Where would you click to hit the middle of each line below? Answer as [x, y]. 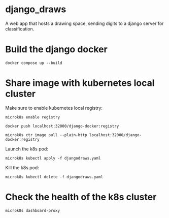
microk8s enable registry [32, 117]
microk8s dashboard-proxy [32, 210]
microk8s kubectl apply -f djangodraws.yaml [53, 158]
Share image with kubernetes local [80, 83]
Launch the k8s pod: [27, 149]
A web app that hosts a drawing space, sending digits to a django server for [84, 23]
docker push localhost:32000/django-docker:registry [62, 126]
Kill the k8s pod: [22, 167]
